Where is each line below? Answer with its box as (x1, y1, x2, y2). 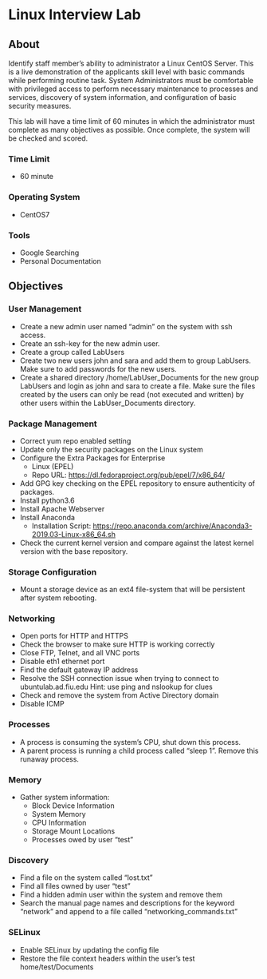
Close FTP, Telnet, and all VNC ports (19, 648, 140, 658)
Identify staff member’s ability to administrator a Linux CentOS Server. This (8, 58, 254, 68)
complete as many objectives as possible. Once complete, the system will (8, 125, 250, 134)
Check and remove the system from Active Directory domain (19, 690, 219, 700)
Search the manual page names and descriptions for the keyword (19, 898, 235, 908)
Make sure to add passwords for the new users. (19, 364, 177, 373)
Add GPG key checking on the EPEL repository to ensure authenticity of (19, 478, 255, 488)
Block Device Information (31, 801, 115, 810)
